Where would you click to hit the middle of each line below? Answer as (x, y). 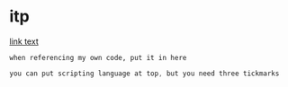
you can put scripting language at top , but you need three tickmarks (144, 74)
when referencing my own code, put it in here (98, 57)
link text (24, 41)
